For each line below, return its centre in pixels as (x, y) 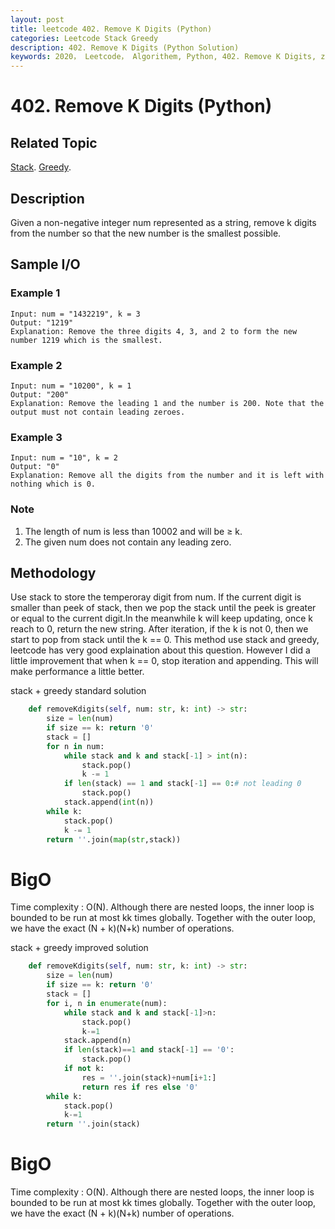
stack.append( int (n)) (109, 802)
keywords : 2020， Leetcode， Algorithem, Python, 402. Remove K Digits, (163, 57)
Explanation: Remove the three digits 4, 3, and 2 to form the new (154, 331)
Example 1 (35, 293)
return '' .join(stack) (93, 1124)
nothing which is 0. (53, 484)
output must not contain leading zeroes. (98, 412)
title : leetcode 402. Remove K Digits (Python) (111, 29)
